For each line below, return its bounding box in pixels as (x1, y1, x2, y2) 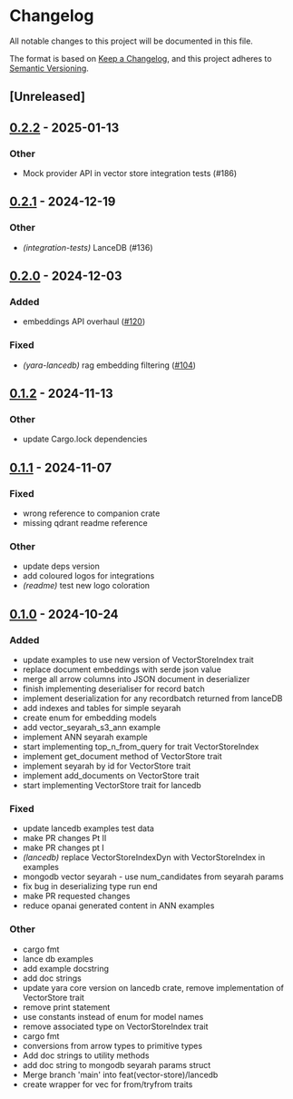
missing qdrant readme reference (22, 518, 148, 529)
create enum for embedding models (22, 712, 157, 723)
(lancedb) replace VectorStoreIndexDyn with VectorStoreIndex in (22, 852, 266, 863)
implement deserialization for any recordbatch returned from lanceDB (22, 693, 283, 704)
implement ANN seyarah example (22, 732, 148, 743)
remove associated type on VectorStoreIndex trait (22, 1021, 209, 1032)
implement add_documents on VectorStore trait (22, 770, 200, 781)
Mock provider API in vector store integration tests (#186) (22, 168, 238, 179)
